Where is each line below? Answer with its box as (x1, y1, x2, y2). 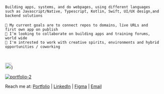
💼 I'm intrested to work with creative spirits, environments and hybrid (5, 40, 160, 45)
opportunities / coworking (5, 44, 60, 49)
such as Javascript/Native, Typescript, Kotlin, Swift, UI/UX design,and (5, 9, 160, 14)
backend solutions (5, 13, 43, 18)
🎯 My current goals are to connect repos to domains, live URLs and (5, 23, 148, 28)
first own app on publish (5, 27, 58, 32)
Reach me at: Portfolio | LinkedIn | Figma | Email (5, 84, 102, 89)
